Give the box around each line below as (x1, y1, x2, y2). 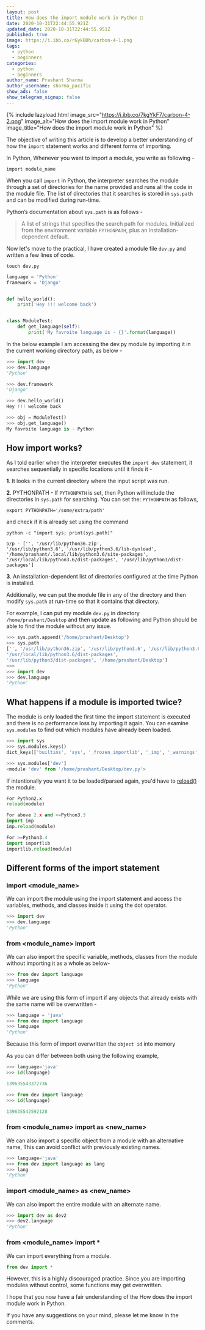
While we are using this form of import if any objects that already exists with (6, 994, 198, 1001)
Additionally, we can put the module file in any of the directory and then (6, 591, 186, 599)
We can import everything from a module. (6, 1252, 111, 1260)
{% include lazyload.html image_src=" (6, 111, 103, 118)
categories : (6, 60, 37, 66)
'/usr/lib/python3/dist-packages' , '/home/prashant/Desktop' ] (6, 657, 168, 663)
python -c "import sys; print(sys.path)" (6, 530, 113, 536)
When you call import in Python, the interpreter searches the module (6, 177, 179, 184)
